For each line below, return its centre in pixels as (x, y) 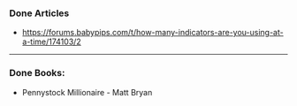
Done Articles (39, 13)
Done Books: (37, 73)
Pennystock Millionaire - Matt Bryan (87, 92)
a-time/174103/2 (51, 42)
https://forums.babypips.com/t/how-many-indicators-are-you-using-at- (153, 33)
